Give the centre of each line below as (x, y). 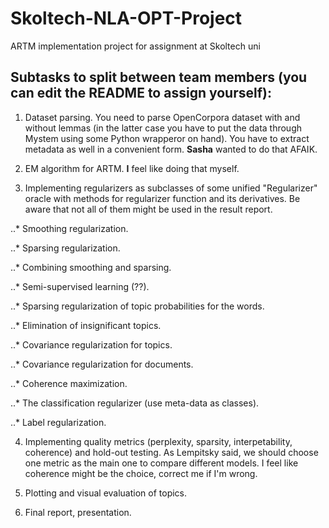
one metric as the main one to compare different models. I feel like (161, 463)
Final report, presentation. (78, 512)
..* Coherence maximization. (69, 383)
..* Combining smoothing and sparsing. (91, 267)
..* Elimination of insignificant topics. (86, 325)
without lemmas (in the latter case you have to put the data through (163, 128)
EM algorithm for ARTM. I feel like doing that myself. (132, 168)
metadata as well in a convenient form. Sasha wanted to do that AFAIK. (171, 149)
